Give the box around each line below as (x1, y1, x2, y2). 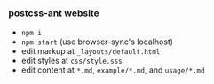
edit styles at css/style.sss (20, 56, 123, 66)
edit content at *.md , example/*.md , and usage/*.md (20, 65, 205, 75)
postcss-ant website (8, 7, 99, 19)
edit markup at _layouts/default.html (20, 46, 161, 57)
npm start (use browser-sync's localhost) (20, 36, 174, 47)
